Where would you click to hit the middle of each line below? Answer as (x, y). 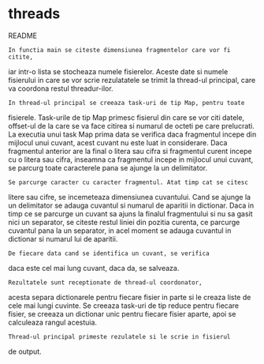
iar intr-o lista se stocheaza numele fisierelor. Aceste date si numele (118, 71)
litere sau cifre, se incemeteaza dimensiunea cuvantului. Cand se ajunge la (129, 197)
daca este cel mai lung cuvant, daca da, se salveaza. (94, 268)
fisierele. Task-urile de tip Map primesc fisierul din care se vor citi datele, (126, 117)
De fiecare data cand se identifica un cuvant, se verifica (109, 253)
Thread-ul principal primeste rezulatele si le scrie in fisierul (119, 336)
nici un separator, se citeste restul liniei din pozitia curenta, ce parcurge (124, 222)
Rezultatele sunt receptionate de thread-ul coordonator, (105, 282)
